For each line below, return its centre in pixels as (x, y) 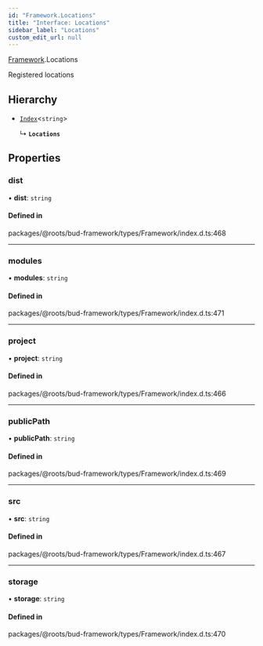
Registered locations (41, 75)
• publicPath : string (41, 438)
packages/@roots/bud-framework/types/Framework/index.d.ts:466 (117, 393)
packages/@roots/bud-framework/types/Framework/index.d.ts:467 (117, 553)
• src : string (29, 518)
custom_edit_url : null (45, 37)
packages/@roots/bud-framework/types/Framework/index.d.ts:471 (116, 313)
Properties (34, 158)
